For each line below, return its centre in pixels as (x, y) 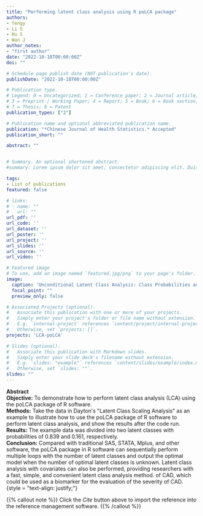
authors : (17, 18)
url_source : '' (25, 251)
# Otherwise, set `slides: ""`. (50, 369)
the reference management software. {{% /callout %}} (74, 506)
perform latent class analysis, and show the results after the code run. (93, 423)
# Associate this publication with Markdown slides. (77, 352)
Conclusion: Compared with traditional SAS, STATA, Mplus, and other (93, 443)
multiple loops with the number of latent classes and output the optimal (95, 455)
